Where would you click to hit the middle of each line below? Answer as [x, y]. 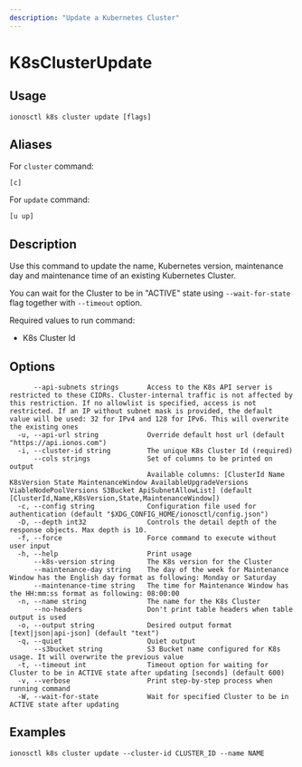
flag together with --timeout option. [76, 303]
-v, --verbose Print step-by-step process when [145, 681]
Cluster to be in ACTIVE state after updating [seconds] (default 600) [147, 673]
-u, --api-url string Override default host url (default [151, 435]
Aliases [31, 145]
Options [33, 367]
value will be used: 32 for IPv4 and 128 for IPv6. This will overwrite [149, 419]
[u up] [22, 217]
